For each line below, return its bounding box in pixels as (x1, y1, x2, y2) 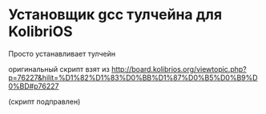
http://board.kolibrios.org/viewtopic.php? (111, 64, 247, 73)
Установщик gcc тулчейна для (8, 6, 223, 24)
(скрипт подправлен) (8, 96, 81, 106)
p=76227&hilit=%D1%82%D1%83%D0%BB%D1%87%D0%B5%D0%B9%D (8, 73, 258, 82)
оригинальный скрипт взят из (8, 64, 110, 73)
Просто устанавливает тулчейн (8, 49, 116, 58)
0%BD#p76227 (8, 81, 59, 91)
